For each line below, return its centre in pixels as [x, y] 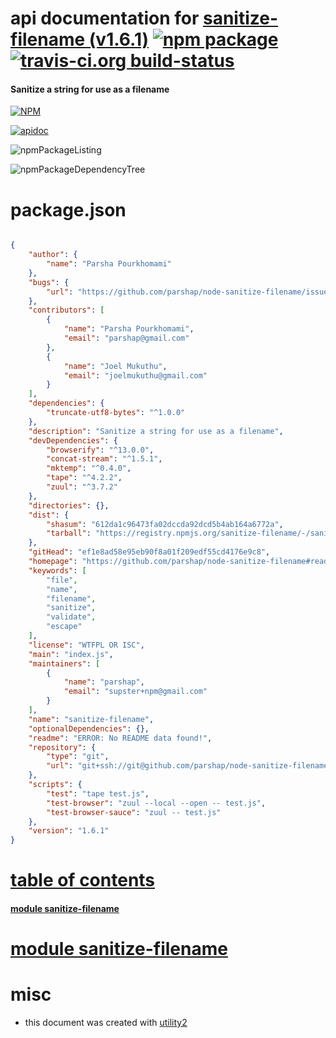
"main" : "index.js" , [71, 654]
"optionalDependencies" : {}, [89, 728]
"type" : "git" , [78, 757]
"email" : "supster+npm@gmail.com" [135, 692]
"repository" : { [62, 747]
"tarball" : [69, 533]
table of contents [83, 880]
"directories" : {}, [69, 505]
